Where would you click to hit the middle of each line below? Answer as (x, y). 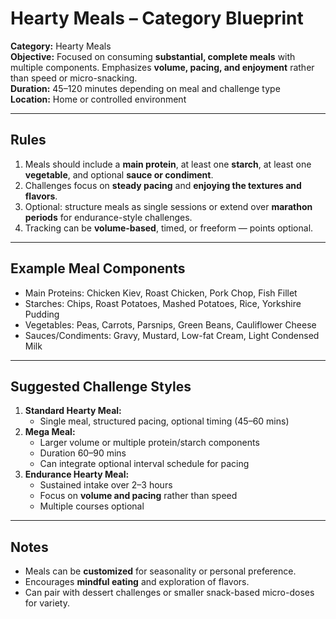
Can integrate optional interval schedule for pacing (144, 464)
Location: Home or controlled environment (98, 99)
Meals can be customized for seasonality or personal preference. (160, 571)
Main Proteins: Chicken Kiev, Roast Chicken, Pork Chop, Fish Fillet (161, 293)
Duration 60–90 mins (83, 453)
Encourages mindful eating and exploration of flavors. (137, 582)
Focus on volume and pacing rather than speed (138, 496)
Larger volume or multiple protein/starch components (149, 443)
